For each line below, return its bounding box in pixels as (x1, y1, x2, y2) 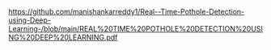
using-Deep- (8, 15, 51, 25)
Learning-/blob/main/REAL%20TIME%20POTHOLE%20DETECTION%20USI (8, 24, 263, 33)
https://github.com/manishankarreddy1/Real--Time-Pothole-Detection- (8, 7, 245, 16)
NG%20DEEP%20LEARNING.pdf (8, 32, 118, 42)
